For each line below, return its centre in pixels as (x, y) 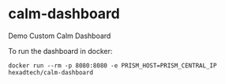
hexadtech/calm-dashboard (51, 72)
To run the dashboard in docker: (60, 51)
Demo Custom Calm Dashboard (60, 36)
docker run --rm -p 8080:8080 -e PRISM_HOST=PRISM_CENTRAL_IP (112, 65)
